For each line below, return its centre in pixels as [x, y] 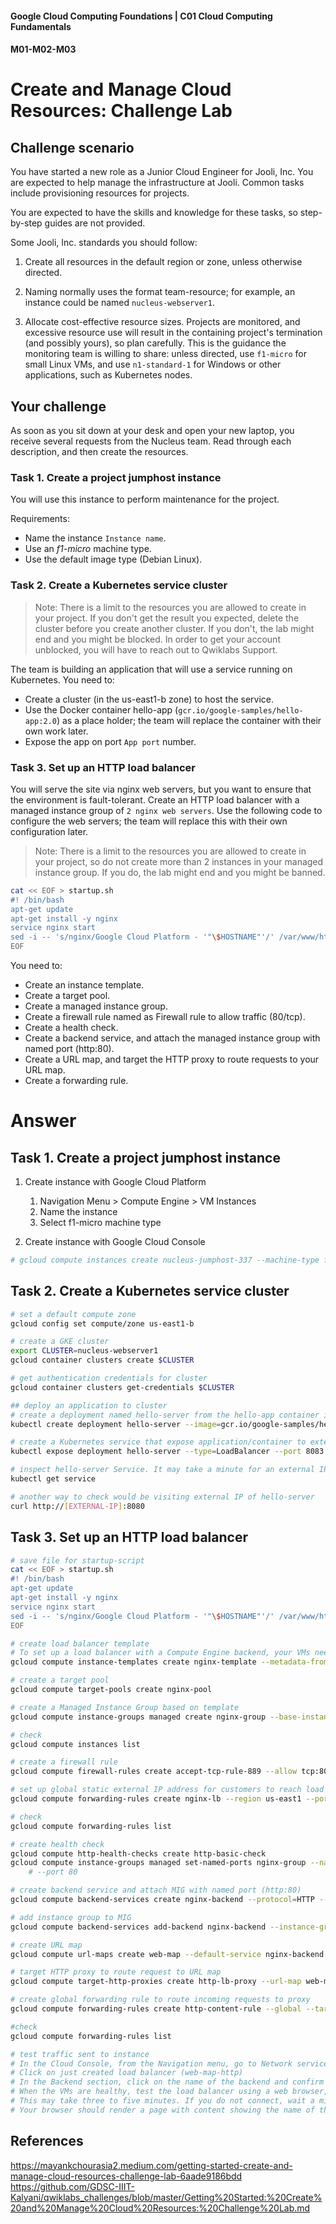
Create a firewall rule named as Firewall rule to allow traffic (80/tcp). [165, 1017]
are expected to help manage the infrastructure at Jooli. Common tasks [157, 183]
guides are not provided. [95, 223]
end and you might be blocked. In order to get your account [157, 639]
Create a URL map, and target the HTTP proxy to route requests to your [172, 1059]
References [47, 2141]
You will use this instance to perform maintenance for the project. [145, 499]
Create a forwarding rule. [76, 1081]
